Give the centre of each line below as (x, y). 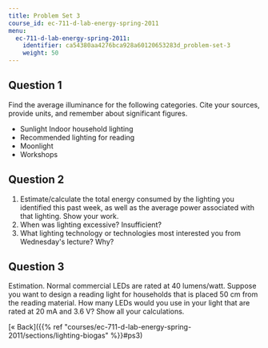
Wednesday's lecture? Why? (67, 241)
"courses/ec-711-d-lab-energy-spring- (128, 327)
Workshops (39, 154)
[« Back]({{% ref (36, 327)
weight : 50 (41, 53)
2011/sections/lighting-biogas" (59, 336)
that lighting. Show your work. (69, 216)
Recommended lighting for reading (77, 137)
